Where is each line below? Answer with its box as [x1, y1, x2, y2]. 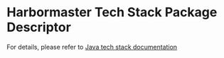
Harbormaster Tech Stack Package [6, 4, 218, 21]
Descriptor [6, 19, 72, 35]
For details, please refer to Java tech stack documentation [6, 42, 178, 51]
